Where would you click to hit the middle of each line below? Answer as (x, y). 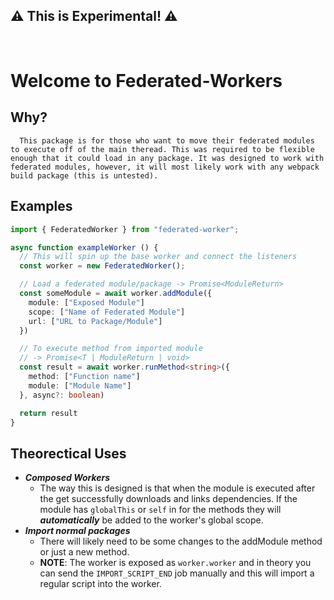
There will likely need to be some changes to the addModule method (181, 541)
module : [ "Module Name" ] (80, 385)
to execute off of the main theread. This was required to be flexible (162, 149)
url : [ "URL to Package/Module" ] (95, 321)
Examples (41, 206)
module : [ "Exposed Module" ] (86, 302)
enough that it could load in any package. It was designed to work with (167, 158)
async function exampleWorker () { (84, 247)
